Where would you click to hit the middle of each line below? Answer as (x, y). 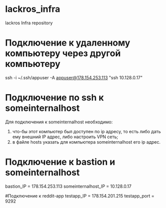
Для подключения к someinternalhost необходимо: (59, 122)
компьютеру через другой (63, 53)
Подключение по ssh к (55, 98)
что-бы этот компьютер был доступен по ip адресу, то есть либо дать (86, 131)
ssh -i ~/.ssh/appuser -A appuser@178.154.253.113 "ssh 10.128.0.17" (74, 77)
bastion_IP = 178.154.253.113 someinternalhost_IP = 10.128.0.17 (68, 186)
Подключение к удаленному (68, 43)
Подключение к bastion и (60, 162)
